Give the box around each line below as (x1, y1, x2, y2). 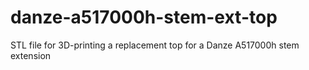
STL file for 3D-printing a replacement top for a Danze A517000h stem (10, 39, 300, 51)
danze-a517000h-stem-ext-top (10, 6, 278, 29)
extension (10, 49, 52, 61)
